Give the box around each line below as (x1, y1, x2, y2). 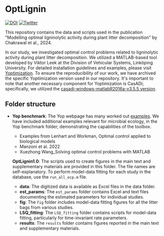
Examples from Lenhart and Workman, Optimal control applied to (19, 133, 151, 139)
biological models (19, 138, 55, 144)
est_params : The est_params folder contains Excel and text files (19, 188, 149, 195)
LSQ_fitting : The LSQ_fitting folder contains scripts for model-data (19, 209, 157, 215)
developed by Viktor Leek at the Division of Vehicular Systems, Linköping (5, 59, 153, 65)
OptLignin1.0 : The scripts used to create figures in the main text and (12, 158, 151, 164)
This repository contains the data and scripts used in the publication (5, 29, 143, 35)
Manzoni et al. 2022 (19, 144, 60, 149)
